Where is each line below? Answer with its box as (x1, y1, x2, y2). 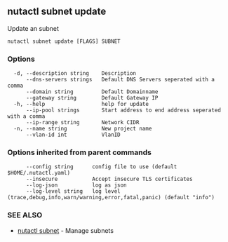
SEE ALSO (7, 210, 43, 220)
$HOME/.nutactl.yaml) (7, 170, 71, 177)
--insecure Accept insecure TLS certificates (25, 175, 193, 183)
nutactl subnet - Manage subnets (17, 226, 114, 234)
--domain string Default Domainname (25, 88, 159, 95)
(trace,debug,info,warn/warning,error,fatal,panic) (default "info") (7, 194, 215, 201)
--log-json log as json (25, 182, 128, 189)
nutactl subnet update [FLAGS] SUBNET (7, 38, 121, 45)
